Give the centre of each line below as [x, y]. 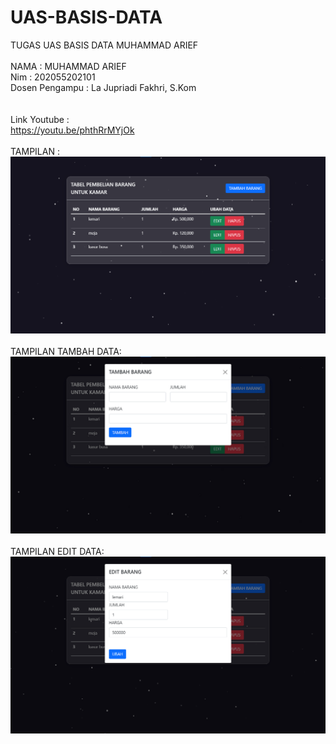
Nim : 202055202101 [53, 77]
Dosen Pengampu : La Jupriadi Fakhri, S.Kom [103, 87]
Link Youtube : [40, 119]
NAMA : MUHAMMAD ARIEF [68, 66]
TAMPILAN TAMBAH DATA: [66, 351]
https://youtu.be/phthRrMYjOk [72, 130]
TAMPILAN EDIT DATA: [57, 552]
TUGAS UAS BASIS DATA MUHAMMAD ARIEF [104, 45]
